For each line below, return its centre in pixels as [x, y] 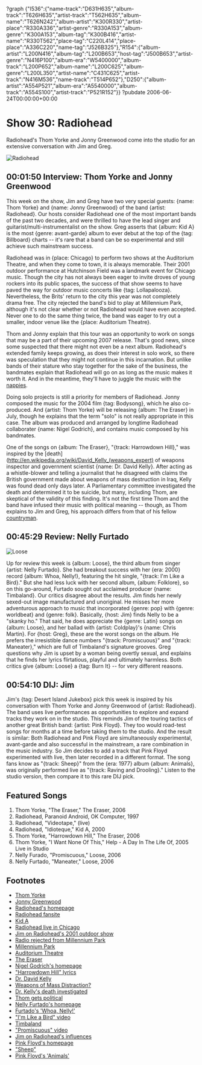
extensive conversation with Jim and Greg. [59, 146]
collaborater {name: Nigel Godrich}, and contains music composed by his [97, 429]
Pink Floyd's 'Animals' [42, 1056]
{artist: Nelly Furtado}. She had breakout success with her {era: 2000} [93, 569]
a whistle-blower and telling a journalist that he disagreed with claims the [97, 473]
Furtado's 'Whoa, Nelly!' [45, 1011]
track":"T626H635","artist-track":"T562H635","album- [74, 15]
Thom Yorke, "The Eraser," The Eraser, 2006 [70, 810]
